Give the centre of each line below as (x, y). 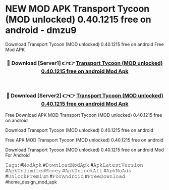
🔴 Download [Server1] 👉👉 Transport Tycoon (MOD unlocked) (85, 63)
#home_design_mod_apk (31, 182)
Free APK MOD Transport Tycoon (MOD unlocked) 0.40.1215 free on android (84, 140)
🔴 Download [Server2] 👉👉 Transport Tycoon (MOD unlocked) (85, 96)
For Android (18, 155)
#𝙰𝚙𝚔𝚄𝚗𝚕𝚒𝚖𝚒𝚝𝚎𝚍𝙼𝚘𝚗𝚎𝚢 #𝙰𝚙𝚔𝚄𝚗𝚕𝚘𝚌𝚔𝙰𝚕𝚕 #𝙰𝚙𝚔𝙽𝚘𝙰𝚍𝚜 (68, 170)
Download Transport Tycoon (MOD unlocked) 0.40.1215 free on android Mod (84, 150)
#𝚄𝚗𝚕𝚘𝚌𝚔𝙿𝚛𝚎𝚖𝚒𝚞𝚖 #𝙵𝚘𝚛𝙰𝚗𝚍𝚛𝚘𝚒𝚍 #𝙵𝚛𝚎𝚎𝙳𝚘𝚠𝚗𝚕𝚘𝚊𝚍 (65, 176)
